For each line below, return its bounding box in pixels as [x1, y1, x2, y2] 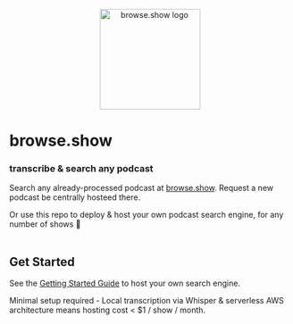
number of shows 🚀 [9, 219, 82, 229]
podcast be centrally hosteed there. [9, 192, 141, 203]
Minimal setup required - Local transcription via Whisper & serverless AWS [9, 295, 284, 306]
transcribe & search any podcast [9, 162, 154, 175]
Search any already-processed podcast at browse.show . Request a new [9, 183, 274, 194]
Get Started [9, 254, 75, 270]
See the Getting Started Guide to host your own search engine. [9, 278, 241, 289]
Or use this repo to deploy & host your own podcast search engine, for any [9, 210, 284, 220]
